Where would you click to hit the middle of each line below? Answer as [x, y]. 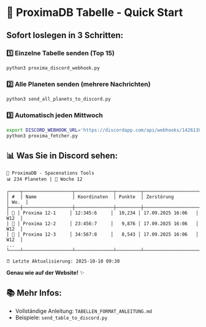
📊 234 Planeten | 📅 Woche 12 [44, 179]
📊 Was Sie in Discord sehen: [62, 156]
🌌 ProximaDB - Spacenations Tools [51, 173]
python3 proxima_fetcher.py [42, 136]
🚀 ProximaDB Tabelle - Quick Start [95, 13]
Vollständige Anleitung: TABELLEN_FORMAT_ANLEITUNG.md [83, 311]
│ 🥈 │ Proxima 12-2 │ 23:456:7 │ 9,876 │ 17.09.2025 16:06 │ [103, 223]
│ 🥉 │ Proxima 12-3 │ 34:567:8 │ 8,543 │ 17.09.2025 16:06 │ [103, 234]
